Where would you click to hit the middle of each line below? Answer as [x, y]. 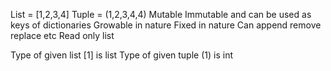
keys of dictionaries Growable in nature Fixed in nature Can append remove [166, 25]
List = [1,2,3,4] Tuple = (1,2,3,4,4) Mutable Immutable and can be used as [161, 14]
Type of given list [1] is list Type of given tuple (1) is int [121, 55]
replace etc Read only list [62, 35]
